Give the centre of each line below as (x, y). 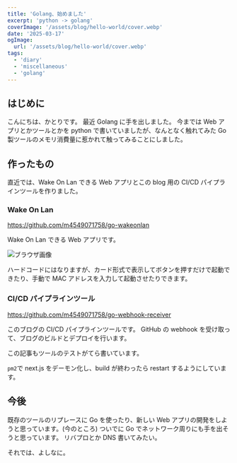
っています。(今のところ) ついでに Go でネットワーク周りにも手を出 (124, 428)
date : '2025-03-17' (36, 34)
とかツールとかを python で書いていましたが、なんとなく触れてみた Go (123, 131)
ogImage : (20, 40)
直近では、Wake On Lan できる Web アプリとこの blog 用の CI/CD (103, 182)
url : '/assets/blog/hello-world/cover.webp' (80, 47)
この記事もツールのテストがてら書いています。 (75, 353)
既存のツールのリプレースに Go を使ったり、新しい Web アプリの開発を (111, 420)
